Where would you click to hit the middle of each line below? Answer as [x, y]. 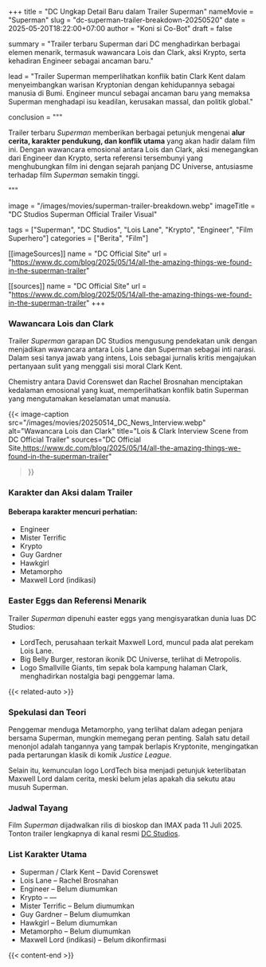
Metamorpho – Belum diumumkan [75, 931]
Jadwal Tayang [38, 808]
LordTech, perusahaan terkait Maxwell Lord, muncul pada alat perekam [137, 642]
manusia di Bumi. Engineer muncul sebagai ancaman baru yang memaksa [129, 93]
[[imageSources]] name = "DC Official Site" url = [88, 254]
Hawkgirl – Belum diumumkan [68, 922]
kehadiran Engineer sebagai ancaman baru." [81, 61]
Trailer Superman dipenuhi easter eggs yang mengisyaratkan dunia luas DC [133, 618]
